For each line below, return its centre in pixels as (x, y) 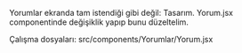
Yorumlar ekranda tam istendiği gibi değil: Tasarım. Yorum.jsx (121, 13)
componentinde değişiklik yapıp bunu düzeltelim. (99, 22)
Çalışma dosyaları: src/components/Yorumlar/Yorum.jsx (111, 39)
